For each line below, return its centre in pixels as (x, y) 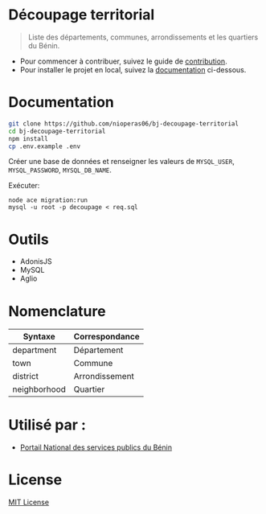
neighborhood (39, 389)
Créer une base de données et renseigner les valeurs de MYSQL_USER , (121, 162)
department (35, 350)
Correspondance (107, 337)
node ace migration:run (48, 200)
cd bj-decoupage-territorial (57, 131)
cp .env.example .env (45, 146)
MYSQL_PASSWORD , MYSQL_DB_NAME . (60, 170)
